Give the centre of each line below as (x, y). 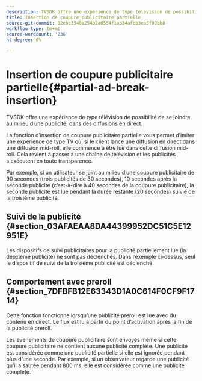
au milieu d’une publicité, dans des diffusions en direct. (75, 123)
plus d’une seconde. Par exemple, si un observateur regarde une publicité (98, 359)
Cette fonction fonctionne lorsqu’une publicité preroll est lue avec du (91, 315)
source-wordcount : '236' (37, 34)
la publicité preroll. (29, 328)
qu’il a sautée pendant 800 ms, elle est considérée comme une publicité (96, 365)
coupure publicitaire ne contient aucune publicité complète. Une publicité (97, 346)
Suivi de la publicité (44, 217)
